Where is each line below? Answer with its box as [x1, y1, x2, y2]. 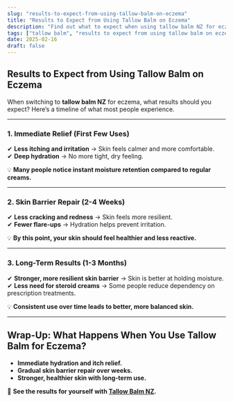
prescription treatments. [7, 289, 76, 297]
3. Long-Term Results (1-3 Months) [7, 258, 127, 268]
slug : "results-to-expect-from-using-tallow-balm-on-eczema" [7, 10, 188, 17]
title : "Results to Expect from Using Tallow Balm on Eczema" [7, 17, 191, 24]
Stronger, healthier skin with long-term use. [17, 373, 147, 382]
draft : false [7, 42, 45, 49]
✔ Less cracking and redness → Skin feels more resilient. [7, 213, 173, 221]
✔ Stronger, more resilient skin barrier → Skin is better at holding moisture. [7, 274, 224, 282]
